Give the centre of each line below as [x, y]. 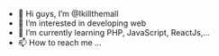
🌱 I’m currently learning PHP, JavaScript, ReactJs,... [114, 32]
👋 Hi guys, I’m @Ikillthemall [68, 14]
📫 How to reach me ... [59, 43]
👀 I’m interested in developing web [82, 23]
